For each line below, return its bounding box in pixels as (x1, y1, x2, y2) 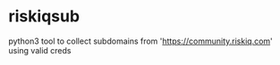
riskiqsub (8, 6, 81, 27)
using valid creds (8, 45, 72, 55)
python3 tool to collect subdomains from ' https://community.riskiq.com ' (8, 36, 274, 46)
